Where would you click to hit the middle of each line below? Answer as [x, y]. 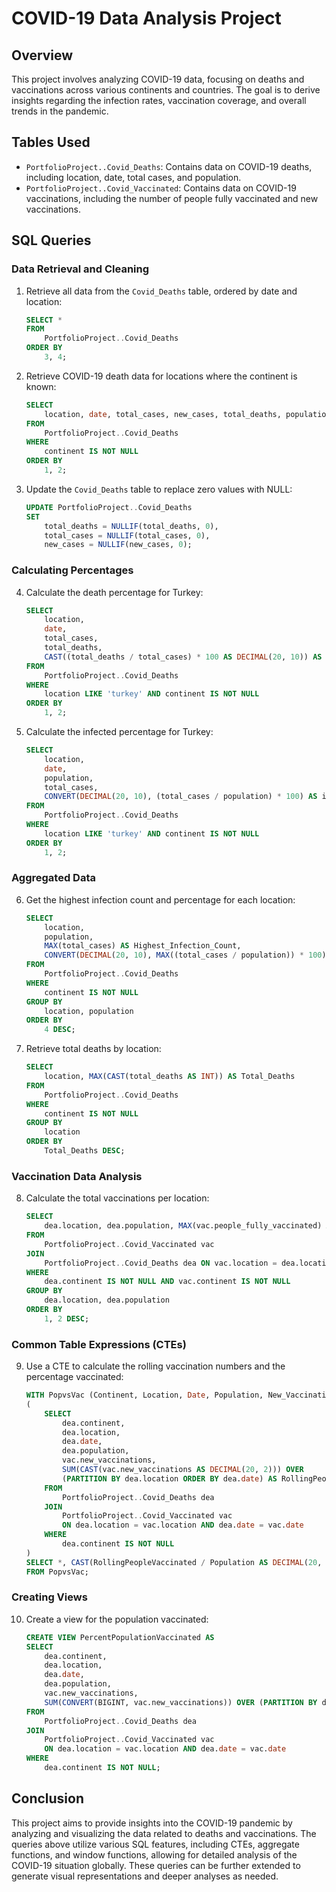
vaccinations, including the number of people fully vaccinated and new [172, 198]
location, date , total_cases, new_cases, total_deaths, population [187, 414]
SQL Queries [51, 240]
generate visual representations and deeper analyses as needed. [145, 1876]
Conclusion [48, 1798]
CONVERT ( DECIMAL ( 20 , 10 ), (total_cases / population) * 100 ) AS [181, 797]
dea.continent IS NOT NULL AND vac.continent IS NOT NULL [167, 1282]
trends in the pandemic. [60, 111]
